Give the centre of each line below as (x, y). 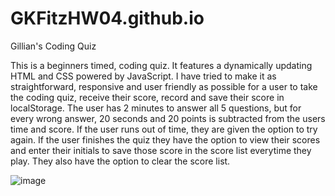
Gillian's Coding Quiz (53, 46)
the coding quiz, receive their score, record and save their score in (147, 97)
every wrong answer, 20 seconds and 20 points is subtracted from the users (168, 118)
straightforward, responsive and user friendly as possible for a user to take (164, 86)
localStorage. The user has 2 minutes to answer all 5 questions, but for (156, 108)
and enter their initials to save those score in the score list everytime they (161, 150)
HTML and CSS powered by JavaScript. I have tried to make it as (143, 76)
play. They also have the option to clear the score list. (120, 161)
